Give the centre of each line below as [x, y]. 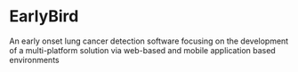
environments [34, 60]
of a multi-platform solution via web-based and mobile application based [142, 50]
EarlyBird [44, 16]
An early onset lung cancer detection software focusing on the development [149, 41]
